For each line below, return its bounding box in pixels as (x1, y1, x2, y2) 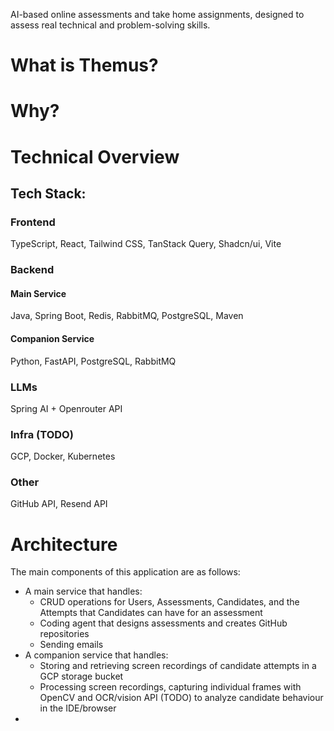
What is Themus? (10, 54, 159, 77)
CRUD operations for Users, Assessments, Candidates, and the (39, 596, 300, 608)
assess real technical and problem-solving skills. (10, 19, 211, 31)
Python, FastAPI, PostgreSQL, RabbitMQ (10, 355, 177, 367)
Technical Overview (10, 145, 180, 168)
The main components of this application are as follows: (10, 566, 241, 578)
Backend (10, 263, 55, 277)
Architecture (10, 533, 118, 556)
